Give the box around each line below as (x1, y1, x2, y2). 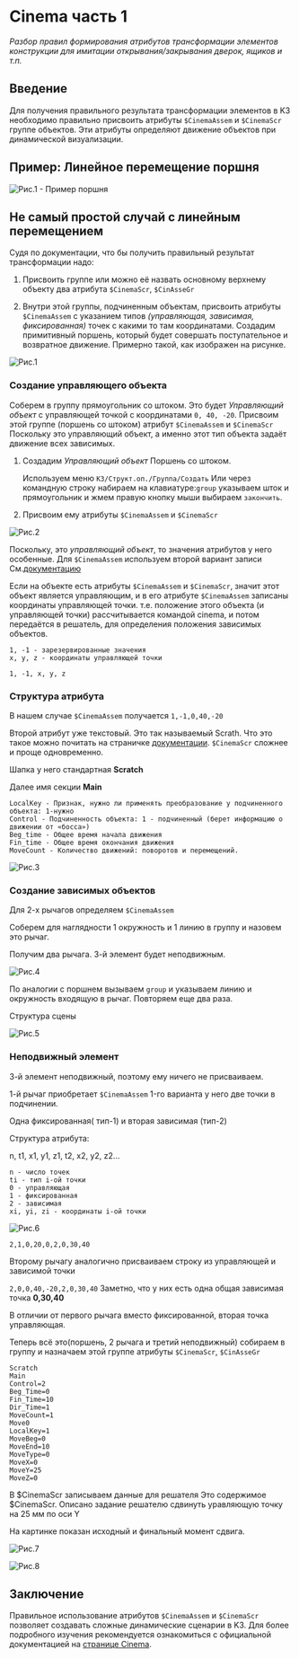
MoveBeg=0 (9, 1434, 47, 1443)
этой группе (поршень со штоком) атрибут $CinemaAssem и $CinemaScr (9, 419, 274, 429)
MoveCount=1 (9, 1410, 54, 1420)
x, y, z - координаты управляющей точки (9, 653, 163, 662)
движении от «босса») (9, 822, 91, 832)
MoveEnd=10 (9, 1442, 50, 1451)
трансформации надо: (9, 257, 94, 268)
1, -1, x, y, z (9, 669, 66, 678)
